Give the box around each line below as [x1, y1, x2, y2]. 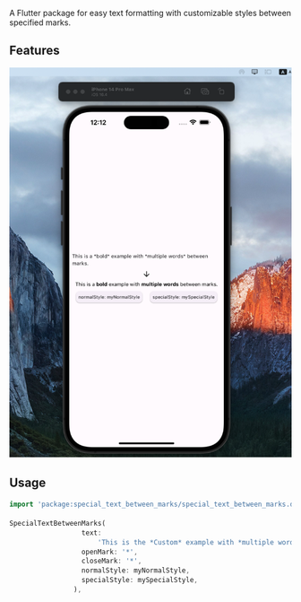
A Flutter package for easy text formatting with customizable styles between [9, 8, 292, 18]
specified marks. [9, 17, 72, 28]
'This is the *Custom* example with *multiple [97, 537, 275, 546]
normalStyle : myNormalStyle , [81, 566, 191, 575]
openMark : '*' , [81, 547, 139, 556]
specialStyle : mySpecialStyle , [81, 576, 199, 585]
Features [9, 43, 60, 58]
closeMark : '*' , [81, 556, 142, 566]
